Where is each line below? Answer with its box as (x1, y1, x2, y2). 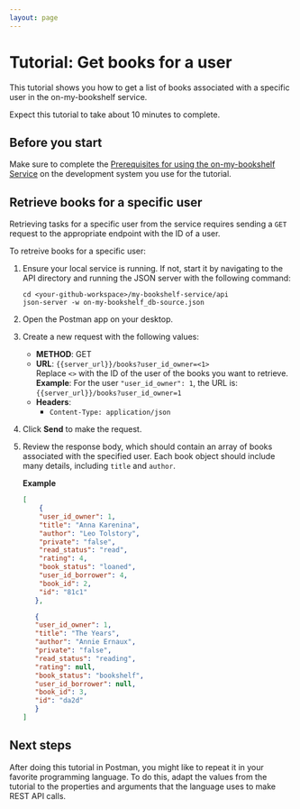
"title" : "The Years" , (34, 629, 120, 639)
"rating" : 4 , (39, 554, 88, 564)
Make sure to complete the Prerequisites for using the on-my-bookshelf (9, 159, 276, 170)
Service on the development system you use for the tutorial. (9, 169, 232, 179)
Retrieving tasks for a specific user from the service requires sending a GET (9, 218, 287, 230)
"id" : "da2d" (34, 696, 84, 705)
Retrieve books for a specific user (9, 195, 203, 210)
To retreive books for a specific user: (9, 245, 147, 257)
